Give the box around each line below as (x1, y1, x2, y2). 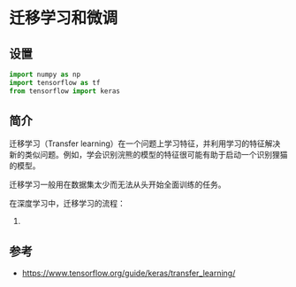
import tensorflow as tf (9, 78, 101, 87)
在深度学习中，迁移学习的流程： (9, 198, 125, 209)
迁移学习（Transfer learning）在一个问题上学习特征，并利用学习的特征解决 (9, 138, 281, 149)
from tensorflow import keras (9, 86, 121, 96)
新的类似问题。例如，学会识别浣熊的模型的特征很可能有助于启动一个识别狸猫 (9, 150, 288, 160)
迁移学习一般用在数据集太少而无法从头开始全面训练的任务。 (9, 179, 226, 190)
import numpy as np (9, 70, 81, 79)
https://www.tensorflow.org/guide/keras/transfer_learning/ (21, 268, 236, 279)
